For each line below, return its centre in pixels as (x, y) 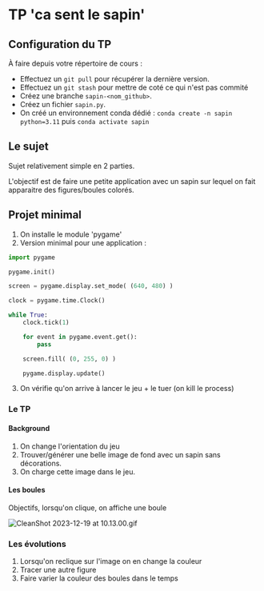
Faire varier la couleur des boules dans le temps (99, 578)
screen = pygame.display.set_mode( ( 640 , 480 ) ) (91, 286)
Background (29, 428)
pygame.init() (32, 272)
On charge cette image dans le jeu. (78, 471)
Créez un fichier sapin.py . (63, 104)
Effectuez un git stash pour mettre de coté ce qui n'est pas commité (134, 87)
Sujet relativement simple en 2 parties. (72, 166)
